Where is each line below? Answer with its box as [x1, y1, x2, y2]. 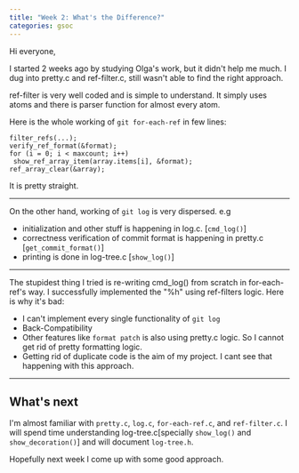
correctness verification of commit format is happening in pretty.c [21, 232, 264, 243]
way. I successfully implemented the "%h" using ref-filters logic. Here [28, 286, 285, 297]
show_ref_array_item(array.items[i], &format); [12, 156, 193, 165]
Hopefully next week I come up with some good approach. [9, 454, 224, 465]
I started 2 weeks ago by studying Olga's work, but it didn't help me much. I [9, 63, 287, 74]
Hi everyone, [9, 45, 56, 56]
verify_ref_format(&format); [9, 141, 117, 150]
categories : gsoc [9, 21, 74, 30]
